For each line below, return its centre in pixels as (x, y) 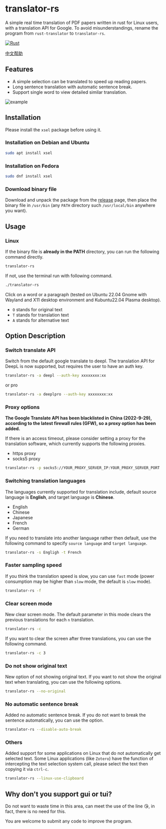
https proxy (24, 454)
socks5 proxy (26, 459)
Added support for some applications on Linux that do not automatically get (83, 753)
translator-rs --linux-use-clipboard (44, 778)
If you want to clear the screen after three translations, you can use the (78, 638)
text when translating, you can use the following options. (63, 682)
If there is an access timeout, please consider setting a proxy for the (75, 439)
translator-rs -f (23, 590)
